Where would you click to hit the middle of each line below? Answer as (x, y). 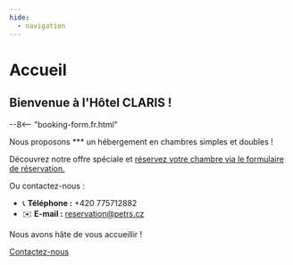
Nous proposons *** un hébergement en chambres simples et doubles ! (142, 141)
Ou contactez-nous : (47, 186)
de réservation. (37, 168)
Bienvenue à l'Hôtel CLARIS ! (91, 103)
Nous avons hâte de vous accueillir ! (76, 234)
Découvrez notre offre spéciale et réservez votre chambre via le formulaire (146, 159)
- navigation (42, 26)
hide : (19, 17)
